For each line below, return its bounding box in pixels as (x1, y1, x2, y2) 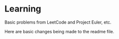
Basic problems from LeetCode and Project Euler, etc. (4, 19, 112, 25)
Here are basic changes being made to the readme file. (4, 28, 115, 34)
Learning (4, 3, 42, 14)
